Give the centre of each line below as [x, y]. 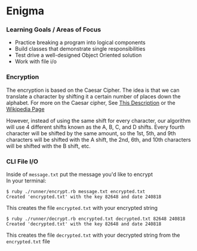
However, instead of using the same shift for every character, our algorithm [98, 120]
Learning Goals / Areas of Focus [54, 30]
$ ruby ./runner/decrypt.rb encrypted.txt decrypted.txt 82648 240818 [96, 219]
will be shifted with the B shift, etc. [48, 146]
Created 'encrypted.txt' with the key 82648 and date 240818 [84, 197]
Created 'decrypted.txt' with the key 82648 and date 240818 [84, 224]
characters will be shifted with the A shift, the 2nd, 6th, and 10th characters [98, 140]
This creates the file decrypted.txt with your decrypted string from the [93, 235]
